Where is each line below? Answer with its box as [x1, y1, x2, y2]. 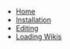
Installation [15, 15, 52, 24]
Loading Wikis [15, 32, 62, 41]
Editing [15, 24, 39, 32]
